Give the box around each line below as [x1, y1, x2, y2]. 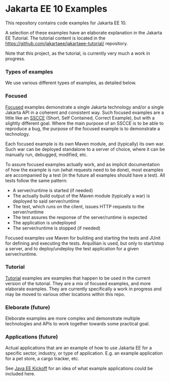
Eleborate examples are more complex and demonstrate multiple [5, 315, 141, 322]
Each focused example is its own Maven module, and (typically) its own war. [5, 140, 165, 147]
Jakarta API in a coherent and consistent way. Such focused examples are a [5, 109, 164, 116]
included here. [5, 371, 36, 377]
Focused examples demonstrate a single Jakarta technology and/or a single [5, 104, 164, 110]
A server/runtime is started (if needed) [12, 187, 93, 193]
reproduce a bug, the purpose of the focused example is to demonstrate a [5, 125, 160, 132]
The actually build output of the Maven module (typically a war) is [12, 193, 150, 199]
